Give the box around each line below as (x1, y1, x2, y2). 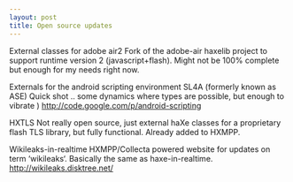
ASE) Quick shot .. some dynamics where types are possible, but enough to (9, 90, 285, 102)
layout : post (9, 12, 58, 22)
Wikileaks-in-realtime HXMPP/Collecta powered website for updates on (9, 143, 271, 155)
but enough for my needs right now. (9, 64, 140, 75)
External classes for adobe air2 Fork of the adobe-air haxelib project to (9, 45, 268, 56)
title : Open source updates (9, 21, 113, 30)
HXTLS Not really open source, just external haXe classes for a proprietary (9, 117, 281, 128)
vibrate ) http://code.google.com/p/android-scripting (9, 100, 202, 110)
